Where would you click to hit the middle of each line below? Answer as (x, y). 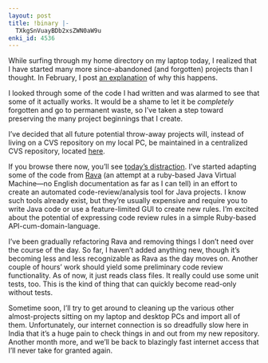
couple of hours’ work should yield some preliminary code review (116, 267)
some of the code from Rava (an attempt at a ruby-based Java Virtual (122, 175)
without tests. (31, 293)
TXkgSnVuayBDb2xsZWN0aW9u (59, 30)
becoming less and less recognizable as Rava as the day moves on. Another (133, 259)
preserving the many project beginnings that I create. (96, 119)
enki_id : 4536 (32, 38)
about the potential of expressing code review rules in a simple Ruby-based (132, 217)
